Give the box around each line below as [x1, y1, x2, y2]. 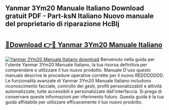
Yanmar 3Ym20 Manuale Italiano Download [5, 4, 144, 13]
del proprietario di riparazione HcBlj [5, 20, 120, 28]
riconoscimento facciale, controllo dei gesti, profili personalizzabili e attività [5, 83, 162, 89]
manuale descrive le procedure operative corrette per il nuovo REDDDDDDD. [5, 72, 164, 78]
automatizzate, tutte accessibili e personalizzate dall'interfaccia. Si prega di [5, 88, 162, 94]
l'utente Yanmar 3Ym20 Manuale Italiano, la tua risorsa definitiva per [5, 62, 148, 67]
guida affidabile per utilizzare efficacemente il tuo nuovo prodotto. [5, 99, 143, 105]
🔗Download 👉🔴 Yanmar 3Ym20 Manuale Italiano [5, 40, 162, 49]
